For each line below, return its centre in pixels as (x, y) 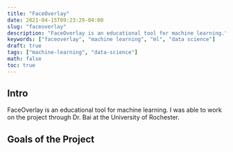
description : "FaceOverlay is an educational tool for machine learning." (118, 33)
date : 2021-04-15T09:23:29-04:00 (55, 20)
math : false (24, 59)
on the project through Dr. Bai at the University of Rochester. (94, 117)
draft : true (24, 46)
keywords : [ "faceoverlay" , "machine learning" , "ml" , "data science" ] (111, 40)
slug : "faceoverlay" (37, 26)
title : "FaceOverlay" (38, 14)
